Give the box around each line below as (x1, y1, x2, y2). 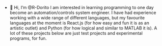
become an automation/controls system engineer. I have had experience (9, 10, 156, 15)
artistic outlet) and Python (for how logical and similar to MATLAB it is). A (9, 25, 157, 31)
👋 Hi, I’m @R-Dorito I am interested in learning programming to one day (9, 5, 154, 10)
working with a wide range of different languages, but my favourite (9, 15, 145, 20)
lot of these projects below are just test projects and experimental (9, 31, 143, 36)
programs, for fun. (9, 35, 47, 41)
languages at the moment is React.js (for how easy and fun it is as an (9, 20, 150, 26)
